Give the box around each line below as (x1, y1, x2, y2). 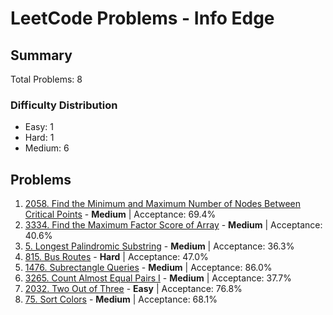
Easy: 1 (24, 121, 54, 133)
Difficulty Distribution (10, 98, 118, 112)
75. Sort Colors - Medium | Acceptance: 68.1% (24, 293, 218, 306)
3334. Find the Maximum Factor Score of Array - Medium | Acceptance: (24, 219, 323, 231)
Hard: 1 (24, 132, 55, 144)
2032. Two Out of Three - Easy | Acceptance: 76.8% (24, 283, 243, 295)
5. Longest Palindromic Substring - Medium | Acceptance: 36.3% (24, 240, 295, 252)
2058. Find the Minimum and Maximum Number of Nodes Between (24, 198, 302, 210)
